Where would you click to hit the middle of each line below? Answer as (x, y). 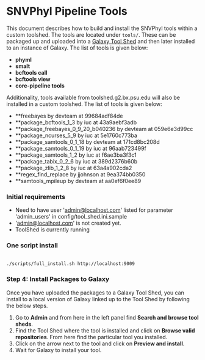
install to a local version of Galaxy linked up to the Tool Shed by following (98, 299)
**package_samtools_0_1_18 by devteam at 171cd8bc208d (87, 141)
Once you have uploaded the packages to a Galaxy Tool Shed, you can (95, 293)
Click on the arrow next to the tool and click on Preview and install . (100, 343)
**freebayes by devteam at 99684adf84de (69, 116)
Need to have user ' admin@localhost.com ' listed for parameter (94, 210)
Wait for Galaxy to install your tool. (58, 350)
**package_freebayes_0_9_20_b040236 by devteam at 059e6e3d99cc (104, 129)
